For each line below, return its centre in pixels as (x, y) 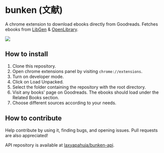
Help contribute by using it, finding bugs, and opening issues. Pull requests (82, 130)
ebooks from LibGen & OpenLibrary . (42, 29)
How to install (27, 54)
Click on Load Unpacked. (38, 81)
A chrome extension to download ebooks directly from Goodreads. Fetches (82, 24)
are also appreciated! (27, 135)
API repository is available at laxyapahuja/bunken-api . (60, 145)
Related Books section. (36, 97)
